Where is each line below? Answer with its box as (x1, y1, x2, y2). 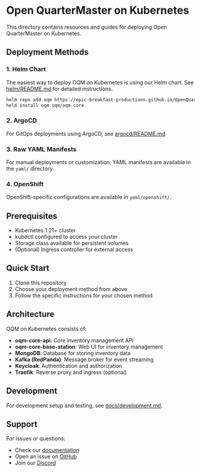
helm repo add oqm (6, 96, 52, 102)
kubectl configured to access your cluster (14, 233, 118, 240)
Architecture (6, 309, 55, 319)
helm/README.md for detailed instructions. (6, 85, 113, 92)
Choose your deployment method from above (14, 285, 127, 292)
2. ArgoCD (6, 116, 37, 125)
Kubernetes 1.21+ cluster (14, 227, 76, 234)
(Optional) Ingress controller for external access (14, 246, 133, 253)
